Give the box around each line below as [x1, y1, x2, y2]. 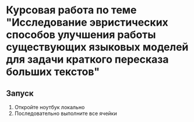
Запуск [6, 88, 34, 98]
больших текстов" [6, 65, 100, 78]
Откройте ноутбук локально [14, 104, 85, 110]
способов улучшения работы [6, 28, 156, 41]
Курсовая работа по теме [6, 3, 137, 17]
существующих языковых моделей [6, 41, 189, 54]
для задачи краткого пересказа [6, 53, 169, 66]
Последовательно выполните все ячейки [14, 110, 118, 117]
